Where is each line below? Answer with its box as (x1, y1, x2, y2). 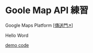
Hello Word (5, 32, 29, 38)
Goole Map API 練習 (5, 5, 88, 16)
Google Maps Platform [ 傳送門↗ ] (5, 22, 73, 28)
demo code (5, 42, 29, 48)
